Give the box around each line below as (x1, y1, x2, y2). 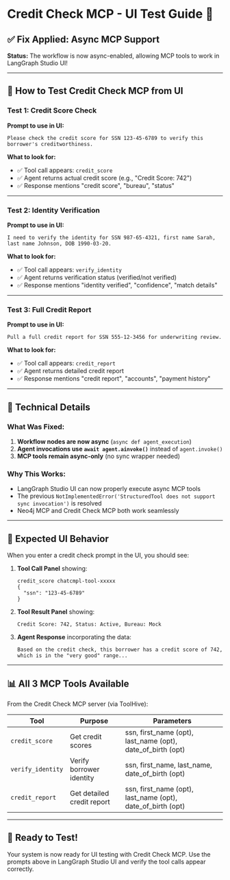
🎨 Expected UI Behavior (7, 533, 110, 545)
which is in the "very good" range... (16, 652, 128, 659)
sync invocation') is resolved (16, 499, 102, 508)
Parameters (153, 716, 192, 726)
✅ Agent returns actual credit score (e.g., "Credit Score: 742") (16, 174, 192, 182)
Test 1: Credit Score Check (7, 106, 97, 115)
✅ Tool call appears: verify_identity (16, 265, 122, 274)
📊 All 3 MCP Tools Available (7, 678, 129, 690)
